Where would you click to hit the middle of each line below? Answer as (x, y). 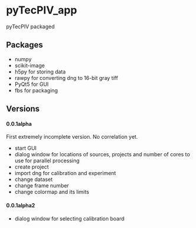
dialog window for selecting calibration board (69, 219)
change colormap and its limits (52, 192)
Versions (23, 109)
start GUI (26, 148)
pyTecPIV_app (42, 10)
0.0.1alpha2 (21, 205)
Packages (24, 45)
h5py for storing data (40, 72)
